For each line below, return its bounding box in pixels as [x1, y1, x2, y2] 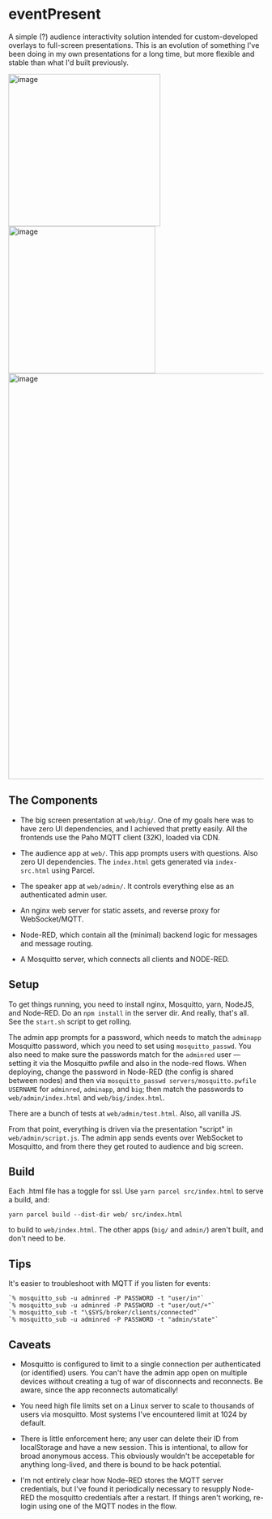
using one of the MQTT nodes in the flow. [38, 1501, 177, 1511]
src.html [19, 866, 50, 875]
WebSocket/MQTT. [19, 914, 84, 924]
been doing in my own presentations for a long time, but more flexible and [8, 49, 255, 58]
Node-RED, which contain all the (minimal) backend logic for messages [19, 930, 257, 939]
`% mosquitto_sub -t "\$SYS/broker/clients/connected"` [8, 1309, 201, 1317]
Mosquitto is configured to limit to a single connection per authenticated [19, 1359, 261, 1369]
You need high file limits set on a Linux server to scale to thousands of [19, 1401, 255, 1410]
